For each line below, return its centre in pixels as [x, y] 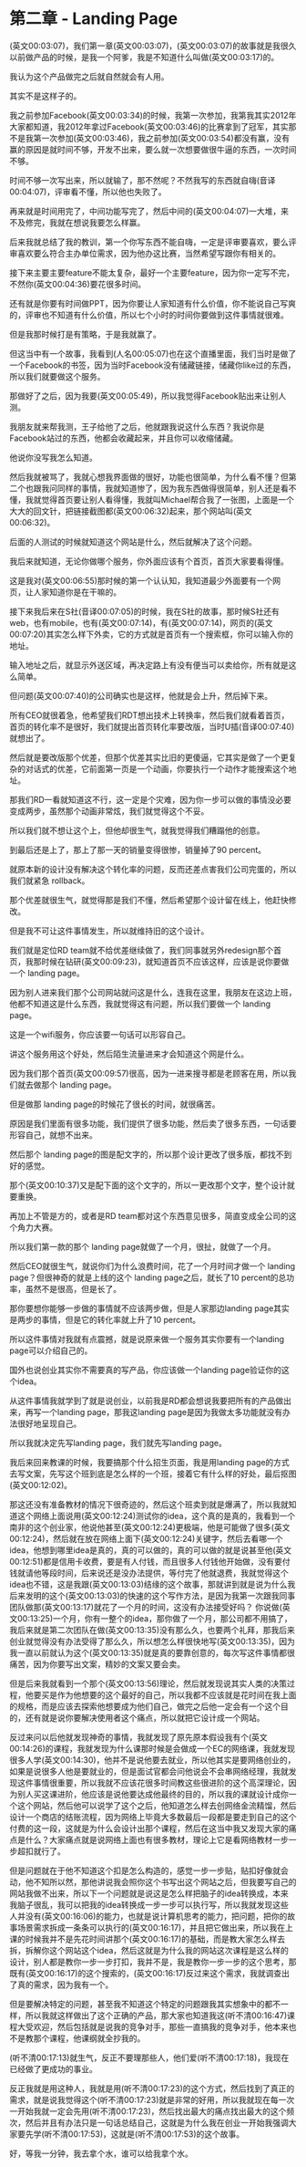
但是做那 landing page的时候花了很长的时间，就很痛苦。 [115, 1104]
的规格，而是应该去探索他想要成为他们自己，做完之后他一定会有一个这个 [145, 1706]
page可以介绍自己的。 [51, 1350]
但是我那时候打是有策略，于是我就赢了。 [85, 334]
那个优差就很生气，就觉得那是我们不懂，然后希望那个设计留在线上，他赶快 [149, 900]
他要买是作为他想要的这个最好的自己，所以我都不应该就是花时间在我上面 [161, 1694]
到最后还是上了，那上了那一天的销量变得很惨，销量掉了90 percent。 [138, 849]
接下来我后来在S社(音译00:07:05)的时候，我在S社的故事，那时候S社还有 [145, 611]
